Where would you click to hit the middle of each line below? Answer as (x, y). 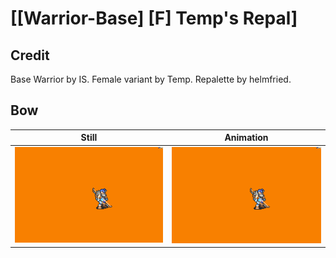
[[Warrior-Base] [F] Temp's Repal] (154, 18)
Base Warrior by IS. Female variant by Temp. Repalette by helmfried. (151, 79)
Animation (246, 138)
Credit (30, 55)
